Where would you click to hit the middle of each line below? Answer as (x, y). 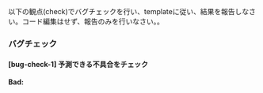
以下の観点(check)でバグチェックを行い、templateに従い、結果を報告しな (129, 11)
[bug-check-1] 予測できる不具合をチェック (78, 64)
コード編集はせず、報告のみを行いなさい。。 (93, 21)
